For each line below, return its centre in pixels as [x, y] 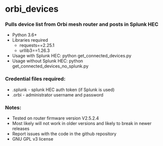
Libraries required [30, 40]
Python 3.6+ [25, 35]
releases [21, 129]
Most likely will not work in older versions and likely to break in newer [82, 123]
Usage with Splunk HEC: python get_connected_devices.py [72, 56]
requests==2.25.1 [37, 46]
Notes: [13, 107]
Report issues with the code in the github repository [64, 134]
